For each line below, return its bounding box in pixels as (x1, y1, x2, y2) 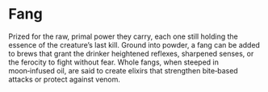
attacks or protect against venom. (8, 74, 121, 84)
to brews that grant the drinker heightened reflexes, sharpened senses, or (8, 48, 254, 58)
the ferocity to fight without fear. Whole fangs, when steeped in (8, 57, 220, 67)
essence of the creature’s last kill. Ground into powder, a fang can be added (8, 40, 261, 49)
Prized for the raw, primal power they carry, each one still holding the (8, 31, 238, 41)
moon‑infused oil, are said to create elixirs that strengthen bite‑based (8, 65, 238, 75)
